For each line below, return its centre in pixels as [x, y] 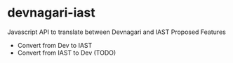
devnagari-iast [52, 13]
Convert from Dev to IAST [55, 45]
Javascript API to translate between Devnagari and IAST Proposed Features [116, 32]
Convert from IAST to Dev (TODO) [67, 53]
